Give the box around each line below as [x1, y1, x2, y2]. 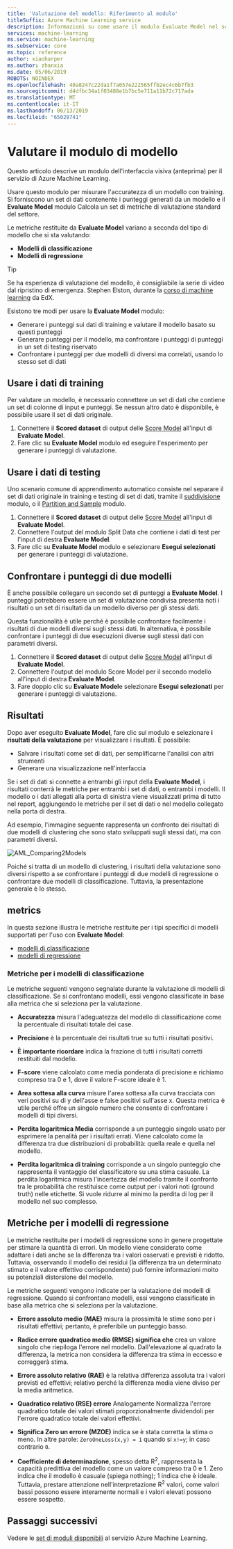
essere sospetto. [17, 1495, 66, 1504]
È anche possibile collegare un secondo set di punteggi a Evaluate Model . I [7, 589, 223, 597]
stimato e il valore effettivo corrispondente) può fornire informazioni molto [7, 1265, 218, 1273]
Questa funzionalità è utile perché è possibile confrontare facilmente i [7, 617, 206, 625]
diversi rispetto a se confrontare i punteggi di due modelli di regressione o [7, 869, 218, 877]
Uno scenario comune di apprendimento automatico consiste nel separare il [7, 485, 224, 493]
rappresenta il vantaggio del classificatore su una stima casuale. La [17, 1167, 209, 1176]
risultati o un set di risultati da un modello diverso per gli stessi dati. [7, 603, 200, 612]
